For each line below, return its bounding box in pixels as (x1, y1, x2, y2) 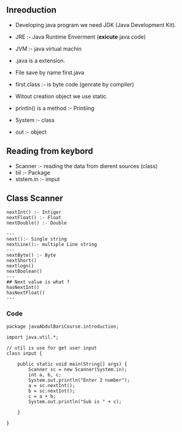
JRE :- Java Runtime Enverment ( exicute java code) (15, 33, 146, 40)
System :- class (15, 116, 55, 123)
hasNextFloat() (6, 290, 45, 296)
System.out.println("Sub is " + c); (28, 398, 122, 404)
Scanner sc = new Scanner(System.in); (28, 366, 127, 372)
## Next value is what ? (6, 279, 70, 285)
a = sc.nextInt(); (28, 382, 75, 388)
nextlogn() (6, 263, 34, 269)
